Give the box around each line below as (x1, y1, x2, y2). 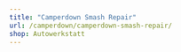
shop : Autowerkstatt (9, 29, 86, 38)
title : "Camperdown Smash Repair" (9, 12, 138, 22)
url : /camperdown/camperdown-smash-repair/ (9, 21, 173, 30)
